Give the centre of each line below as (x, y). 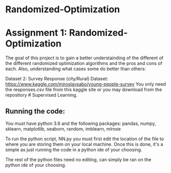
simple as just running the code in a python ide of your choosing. (74, 149)
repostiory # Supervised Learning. (41, 95)
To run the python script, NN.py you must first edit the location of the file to (85, 139)
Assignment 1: (36, 33)
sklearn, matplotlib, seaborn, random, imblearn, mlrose (63, 128)
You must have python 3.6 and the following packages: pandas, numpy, (81, 123)
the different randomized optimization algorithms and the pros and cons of (84, 63)
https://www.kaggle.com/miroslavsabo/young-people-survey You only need (86, 84)
